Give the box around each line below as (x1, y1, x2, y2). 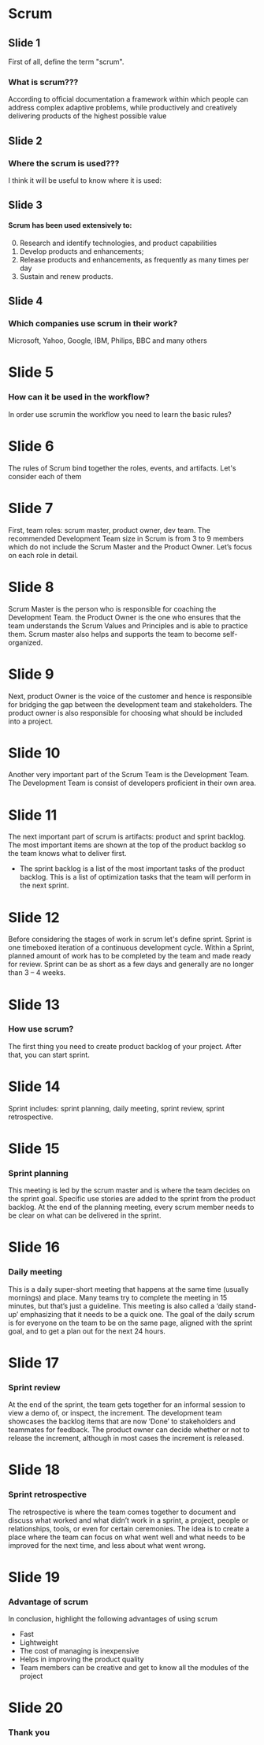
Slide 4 (8, 294, 43, 307)
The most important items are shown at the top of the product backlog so (8, 840, 247, 850)
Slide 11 (8, 806, 58, 824)
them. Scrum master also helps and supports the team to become (8, 629, 221, 638)
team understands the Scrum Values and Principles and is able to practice (8, 620, 248, 631)
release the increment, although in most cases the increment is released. (8, 1434, 244, 1443)
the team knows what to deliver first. (8, 849, 127, 858)
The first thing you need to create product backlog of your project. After (8, 1041, 242, 1051)
